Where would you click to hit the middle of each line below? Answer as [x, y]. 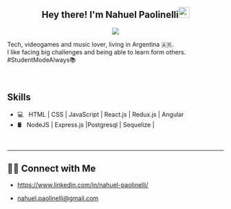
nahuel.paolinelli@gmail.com [58, 198]
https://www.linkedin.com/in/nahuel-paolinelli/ [83, 185]
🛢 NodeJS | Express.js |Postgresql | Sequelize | [86, 124]
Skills [19, 97]
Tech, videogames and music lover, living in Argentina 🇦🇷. [90, 44]
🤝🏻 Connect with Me [52, 169]
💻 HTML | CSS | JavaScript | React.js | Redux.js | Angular [100, 114]
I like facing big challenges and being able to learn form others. [97, 52]
